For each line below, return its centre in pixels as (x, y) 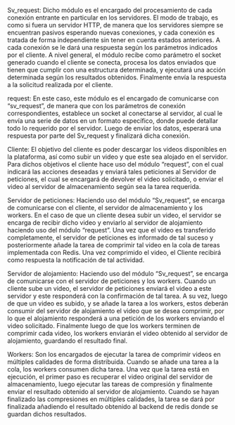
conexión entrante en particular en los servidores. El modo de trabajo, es (113, 18)
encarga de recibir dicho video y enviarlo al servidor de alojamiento (105, 223)
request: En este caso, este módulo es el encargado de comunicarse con (113, 98)
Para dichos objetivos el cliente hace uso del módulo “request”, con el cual (115, 164)
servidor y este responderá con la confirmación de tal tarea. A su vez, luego (118, 296)
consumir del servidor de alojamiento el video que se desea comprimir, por (116, 311)
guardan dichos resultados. (47, 414)
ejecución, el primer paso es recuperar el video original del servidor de (110, 377)
